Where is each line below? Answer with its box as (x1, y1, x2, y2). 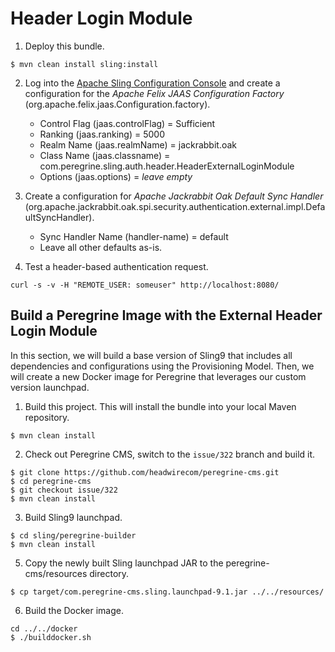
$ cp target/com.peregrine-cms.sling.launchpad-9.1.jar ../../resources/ (10, 587, 325, 597)
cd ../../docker (10, 623, 78, 634)
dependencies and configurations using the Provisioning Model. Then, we (10, 360, 315, 372)
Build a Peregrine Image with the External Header (10, 307, 323, 324)
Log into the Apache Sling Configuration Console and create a (24, 77, 281, 89)
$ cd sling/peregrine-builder (10, 530, 137, 541)
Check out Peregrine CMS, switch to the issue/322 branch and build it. (24, 448, 316, 460)
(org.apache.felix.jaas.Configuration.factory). (24, 98, 211, 110)
